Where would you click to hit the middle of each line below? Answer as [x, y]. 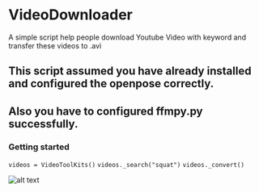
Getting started [39, 147]
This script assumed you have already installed [130, 71]
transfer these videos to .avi [55, 45]
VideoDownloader [71, 15]
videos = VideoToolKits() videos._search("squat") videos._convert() [127, 165]
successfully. [43, 124]
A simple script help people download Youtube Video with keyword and [127, 37]
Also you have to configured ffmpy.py [106, 111]
